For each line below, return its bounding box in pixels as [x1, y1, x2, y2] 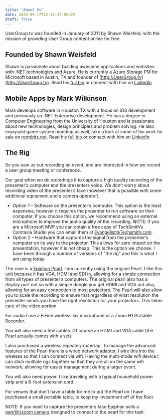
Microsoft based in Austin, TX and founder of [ [5, 74, 101, 80]
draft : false [5, 17, 33, 22]
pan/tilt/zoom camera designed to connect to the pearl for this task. [5, 409, 145, 415]
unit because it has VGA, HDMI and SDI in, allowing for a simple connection [5, 271, 160, 277]
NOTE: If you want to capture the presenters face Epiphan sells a [5, 403, 139, 409]
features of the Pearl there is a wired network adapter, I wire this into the [5, 348, 155, 354]
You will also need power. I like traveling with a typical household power [5, 373, 153, 379]
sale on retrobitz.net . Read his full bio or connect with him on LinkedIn [5, 134, 149, 140]
